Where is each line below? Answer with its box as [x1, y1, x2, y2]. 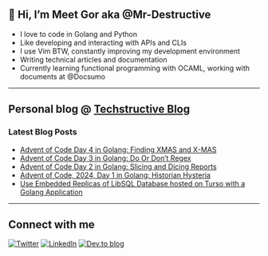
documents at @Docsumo [19, 71, 106, 81]
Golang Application [19, 187, 83, 197]
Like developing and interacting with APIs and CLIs [19, 38, 187, 47]
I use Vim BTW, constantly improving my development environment [19, 46, 241, 56]
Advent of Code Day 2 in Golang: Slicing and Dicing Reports [19, 162, 217, 171]
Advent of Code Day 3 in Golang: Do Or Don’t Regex [19, 153, 191, 162]
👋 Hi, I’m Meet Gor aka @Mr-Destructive [8, 8, 211, 22]
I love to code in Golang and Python [19, 29, 138, 38]
